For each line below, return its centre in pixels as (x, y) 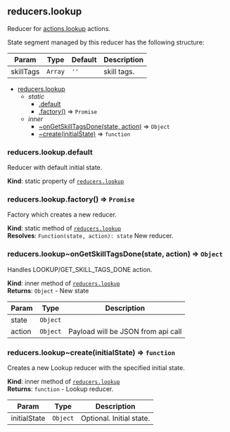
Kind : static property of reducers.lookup (66, 181)
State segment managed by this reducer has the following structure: (106, 42)
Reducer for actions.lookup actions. (59, 28)
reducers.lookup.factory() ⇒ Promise (71, 199)
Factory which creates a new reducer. (62, 215)
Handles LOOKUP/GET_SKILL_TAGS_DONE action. (80, 269)
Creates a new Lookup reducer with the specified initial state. (96, 368)
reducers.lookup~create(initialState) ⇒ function (91, 352)
